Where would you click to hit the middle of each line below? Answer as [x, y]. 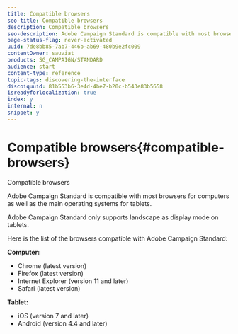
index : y [20, 100]
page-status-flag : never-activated [60, 40]
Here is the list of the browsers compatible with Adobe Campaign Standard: [118, 238]
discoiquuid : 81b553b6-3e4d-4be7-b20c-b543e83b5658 [85, 86]
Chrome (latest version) [52, 265]
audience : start [31, 67]
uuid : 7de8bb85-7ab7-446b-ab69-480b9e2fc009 [74, 47]
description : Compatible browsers [58, 27]
